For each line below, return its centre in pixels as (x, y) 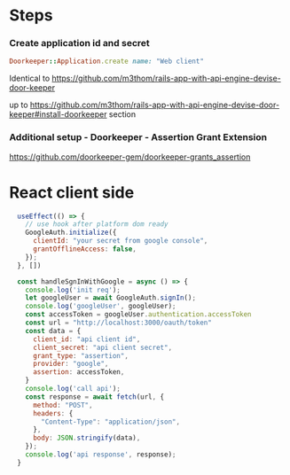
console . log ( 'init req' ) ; (73, 290)
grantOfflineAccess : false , (85, 249)
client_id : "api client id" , (86, 339)
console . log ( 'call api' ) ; (73, 389)
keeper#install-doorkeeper (58, 114)
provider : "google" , (71, 364)
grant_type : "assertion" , (80, 355)
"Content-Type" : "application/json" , (110, 422)
